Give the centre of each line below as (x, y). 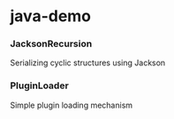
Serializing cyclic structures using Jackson (88, 63)
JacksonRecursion (51, 44)
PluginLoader (39, 86)
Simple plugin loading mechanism (72, 105)
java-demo (51, 16)
